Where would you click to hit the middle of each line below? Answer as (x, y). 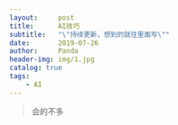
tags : (19, 76)
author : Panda (44, 51)
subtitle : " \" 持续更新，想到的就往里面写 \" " (89, 34)
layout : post (42, 18)
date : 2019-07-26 (54, 43)
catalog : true (36, 68)
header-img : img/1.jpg (52, 59)
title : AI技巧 (45, 26)
